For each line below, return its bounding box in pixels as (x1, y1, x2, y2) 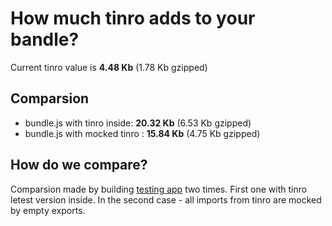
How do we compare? (10, 157, 148, 174)
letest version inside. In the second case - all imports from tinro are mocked (10, 193, 322, 206)
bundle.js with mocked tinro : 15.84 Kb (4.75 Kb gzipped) (24, 127, 261, 139)
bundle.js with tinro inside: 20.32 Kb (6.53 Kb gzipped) (24, 117, 252, 129)
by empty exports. (10, 204, 86, 216)
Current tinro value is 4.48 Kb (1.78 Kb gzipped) (10, 61, 208, 73)
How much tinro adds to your (10, 7, 256, 30)
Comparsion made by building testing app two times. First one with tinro (10, 183, 308, 195)
